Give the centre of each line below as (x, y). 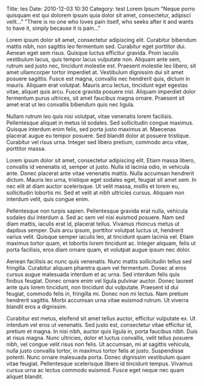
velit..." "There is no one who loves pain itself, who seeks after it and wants (100, 22)
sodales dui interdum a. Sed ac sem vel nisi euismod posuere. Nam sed (96, 217)
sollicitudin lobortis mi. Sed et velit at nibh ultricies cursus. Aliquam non (95, 193)
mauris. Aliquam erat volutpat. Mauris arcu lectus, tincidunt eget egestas (97, 85)
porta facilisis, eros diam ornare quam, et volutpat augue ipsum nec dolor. (99, 250)
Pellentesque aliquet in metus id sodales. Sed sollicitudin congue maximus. (100, 123)
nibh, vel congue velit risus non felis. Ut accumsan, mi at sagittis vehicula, (98, 344)
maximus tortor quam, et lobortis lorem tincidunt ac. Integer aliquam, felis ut (101, 243)
